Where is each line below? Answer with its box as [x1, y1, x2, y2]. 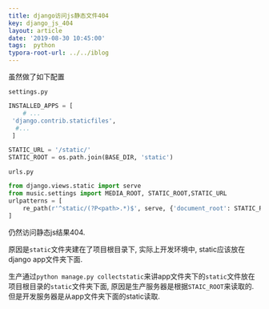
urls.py [8, 168, 34, 176]
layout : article [8, 26, 62, 34]
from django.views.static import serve [8, 182, 142, 191]
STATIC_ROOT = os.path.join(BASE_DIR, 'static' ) [8, 154, 174, 162]
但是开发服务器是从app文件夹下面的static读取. [8, 291, 160, 301]
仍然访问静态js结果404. [8, 227, 86, 237]
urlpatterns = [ [8, 197, 62, 205]
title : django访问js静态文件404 [8, 11, 110, 20]
